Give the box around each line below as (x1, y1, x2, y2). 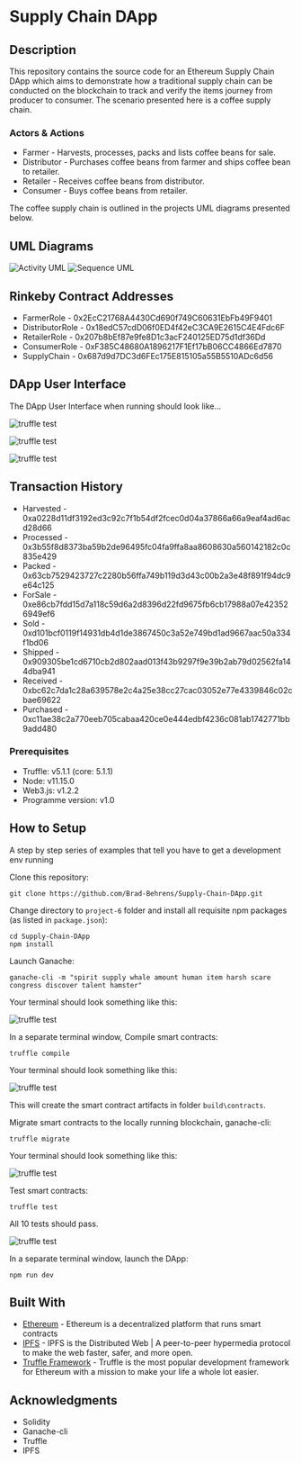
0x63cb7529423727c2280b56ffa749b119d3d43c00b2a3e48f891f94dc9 (22, 570, 291, 581)
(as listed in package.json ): (9, 914, 108, 925)
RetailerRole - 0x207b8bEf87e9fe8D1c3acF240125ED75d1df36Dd (22, 331, 266, 342)
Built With (9, 1295, 66, 1311)
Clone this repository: (9, 871, 90, 882)
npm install (9, 939, 54, 949)
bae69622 (22, 694, 61, 705)
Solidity (22, 1416, 51, 1428)
